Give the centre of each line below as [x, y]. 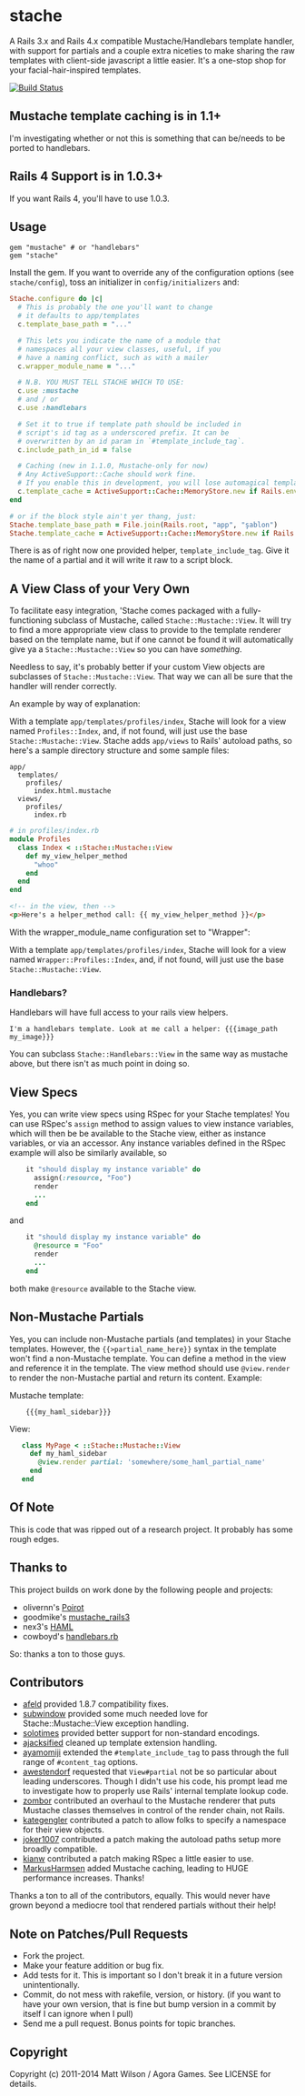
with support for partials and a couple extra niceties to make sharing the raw [152, 50]
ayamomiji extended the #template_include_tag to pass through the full [155, 1752]
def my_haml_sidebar [68, 1454]
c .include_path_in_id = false [74, 450]
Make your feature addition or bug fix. [93, 1966]
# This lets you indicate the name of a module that [119, 341]
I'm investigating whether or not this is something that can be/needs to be [148, 138]
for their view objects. [63, 1830]
